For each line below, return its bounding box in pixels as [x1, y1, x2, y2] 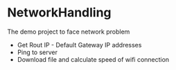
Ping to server [17, 48, 58, 56]
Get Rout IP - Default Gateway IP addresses [17, 40, 142, 49]
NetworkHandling [7, 5, 112, 21]
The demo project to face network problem [7, 27, 130, 36]
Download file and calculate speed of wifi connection [17, 55, 170, 63]
